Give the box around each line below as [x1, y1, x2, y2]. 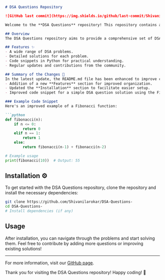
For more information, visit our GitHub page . [5, 260, 94, 266]
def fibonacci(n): [5, 117, 43, 122]
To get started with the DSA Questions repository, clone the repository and [5, 185, 156, 190]
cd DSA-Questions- [5, 204, 43, 209]
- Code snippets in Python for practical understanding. [5, 59, 124, 63]
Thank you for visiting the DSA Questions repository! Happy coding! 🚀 [5, 269, 146, 275]
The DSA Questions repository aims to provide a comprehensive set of [5, 36, 153, 41]
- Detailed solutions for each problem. [5, 54, 89, 59]
